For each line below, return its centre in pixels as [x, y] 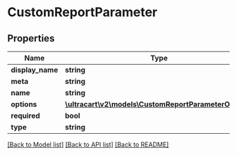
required [25, 116]
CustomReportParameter [82, 12]
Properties [31, 38]
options [24, 104]
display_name [35, 70]
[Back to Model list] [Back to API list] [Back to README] [88, 144]
